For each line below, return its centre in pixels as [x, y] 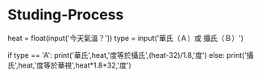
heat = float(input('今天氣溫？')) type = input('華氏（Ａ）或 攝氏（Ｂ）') [125, 38]
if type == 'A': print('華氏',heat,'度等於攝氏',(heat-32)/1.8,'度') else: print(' [127, 55]
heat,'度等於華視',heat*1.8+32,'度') [75, 65]
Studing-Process [66, 15]
